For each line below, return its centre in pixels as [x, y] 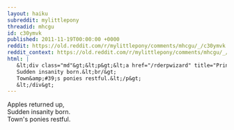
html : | [18, 59]
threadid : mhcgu [31, 26]
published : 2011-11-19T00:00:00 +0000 [63, 40]
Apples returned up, [36, 104]
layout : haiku [28, 14]
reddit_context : [31, 53]
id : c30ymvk [24, 33]
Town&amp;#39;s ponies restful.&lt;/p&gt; [79, 78]
